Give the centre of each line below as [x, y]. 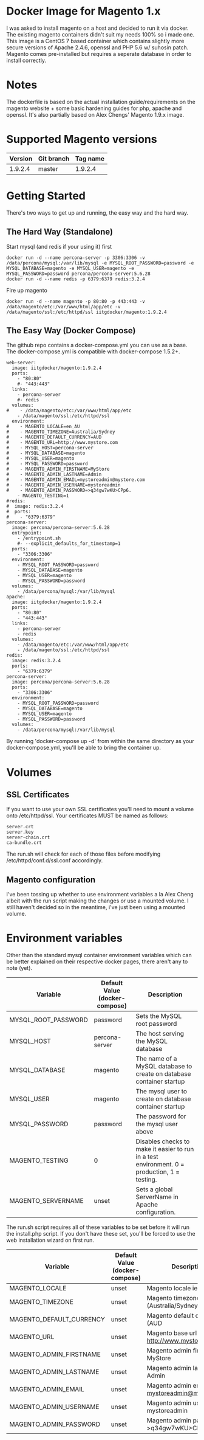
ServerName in [157, 1197]
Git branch [54, 158]
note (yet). [19, 968]
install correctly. [26, 60]
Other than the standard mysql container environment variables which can [99, 955]
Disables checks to [163, 1141]
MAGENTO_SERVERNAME [46, 1201]
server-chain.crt [28, 837]
